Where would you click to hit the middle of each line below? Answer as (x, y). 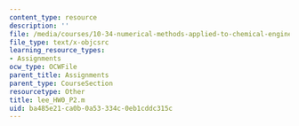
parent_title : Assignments (59, 75)
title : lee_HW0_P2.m (48, 100)
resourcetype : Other (48, 91)
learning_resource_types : (57, 51)
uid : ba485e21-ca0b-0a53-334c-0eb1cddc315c (91, 108)
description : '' (39, 26)
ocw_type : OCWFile (43, 67)
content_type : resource (53, 17)
